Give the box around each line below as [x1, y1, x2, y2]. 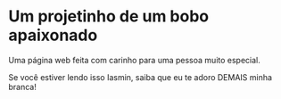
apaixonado [8, 25, 98, 45]
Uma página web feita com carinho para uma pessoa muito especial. [8, 54, 260, 65]
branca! [8, 81, 37, 92]
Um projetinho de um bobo [8, 6, 210, 27]
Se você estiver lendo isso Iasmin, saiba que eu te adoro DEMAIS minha [8, 71, 273, 82]
